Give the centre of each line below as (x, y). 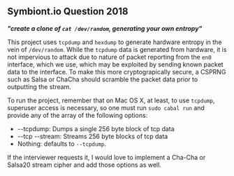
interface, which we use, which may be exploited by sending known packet (115, 64)
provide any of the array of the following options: (78, 115)
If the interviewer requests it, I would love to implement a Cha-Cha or (107, 157)
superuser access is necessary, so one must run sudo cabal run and (106, 107)
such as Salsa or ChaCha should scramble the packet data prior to (103, 79)
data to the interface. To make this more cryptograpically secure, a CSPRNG (117, 72)
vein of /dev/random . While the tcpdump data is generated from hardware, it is (117, 49)
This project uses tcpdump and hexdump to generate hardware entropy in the (115, 42)
